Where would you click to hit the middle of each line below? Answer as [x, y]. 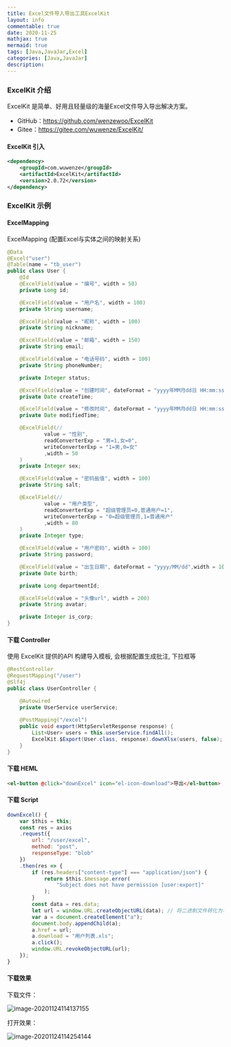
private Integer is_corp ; [57, 617]
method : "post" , [55, 847]
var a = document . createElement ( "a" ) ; [87, 917]
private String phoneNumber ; [61, 365]
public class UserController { [52, 688]
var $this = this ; [46, 821]
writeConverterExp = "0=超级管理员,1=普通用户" [109, 516]
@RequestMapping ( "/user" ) [44, 676]
